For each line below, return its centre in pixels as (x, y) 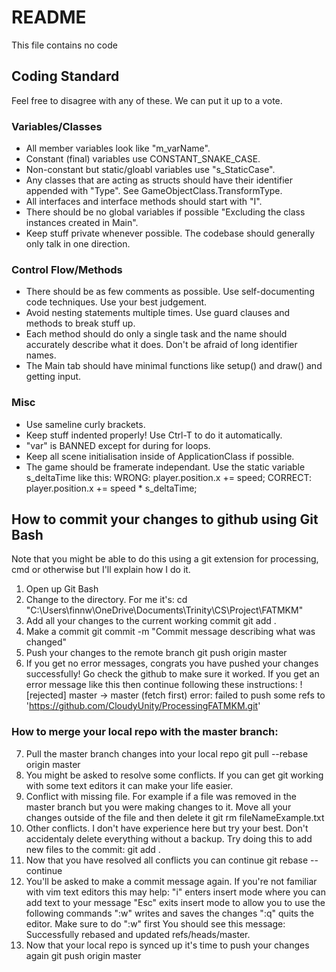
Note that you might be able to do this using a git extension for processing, (165, 559)
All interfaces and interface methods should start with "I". (144, 202)
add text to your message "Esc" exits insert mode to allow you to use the (175, 902)
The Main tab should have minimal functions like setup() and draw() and (174, 366)
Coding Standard (65, 76)
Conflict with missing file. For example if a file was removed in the (161, 796)
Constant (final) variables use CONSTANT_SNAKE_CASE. (143, 159)
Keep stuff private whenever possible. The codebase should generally (170, 233)
